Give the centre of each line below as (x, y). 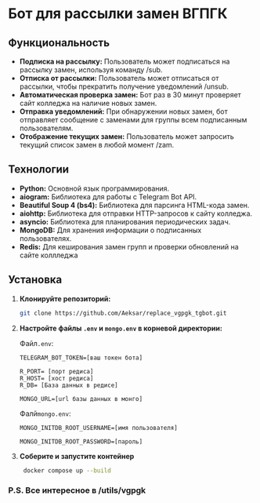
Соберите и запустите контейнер (77, 456)
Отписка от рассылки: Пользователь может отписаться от (119, 78)
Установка (35, 280)
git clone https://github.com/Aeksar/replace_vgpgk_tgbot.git (123, 313)
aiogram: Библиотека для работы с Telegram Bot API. (108, 196)
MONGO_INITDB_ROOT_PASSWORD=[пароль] (81, 441)
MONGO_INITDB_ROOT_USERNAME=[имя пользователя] (98, 428)
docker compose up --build (67, 470)
